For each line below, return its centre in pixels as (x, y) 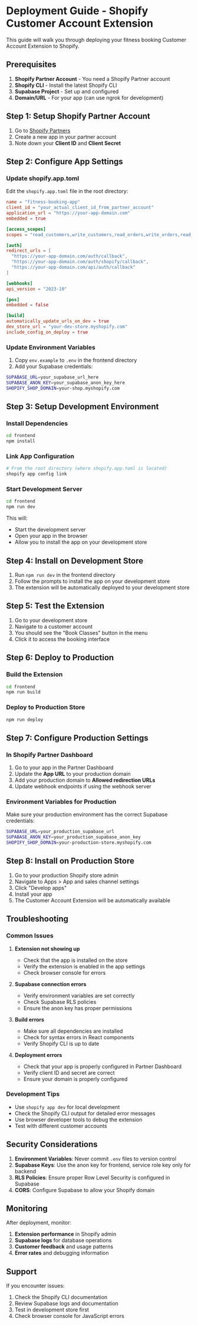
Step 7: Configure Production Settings (77, 738)
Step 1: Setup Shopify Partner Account (78, 116)
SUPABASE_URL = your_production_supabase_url (60, 832)
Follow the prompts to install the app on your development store (92, 581)
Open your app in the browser (51, 536)
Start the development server (50, 530)
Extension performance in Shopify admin (65, 1234)
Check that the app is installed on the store (75, 960)
